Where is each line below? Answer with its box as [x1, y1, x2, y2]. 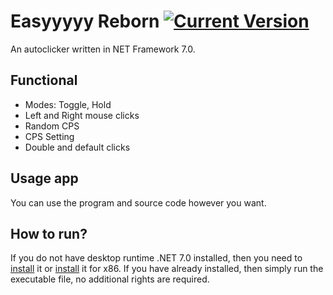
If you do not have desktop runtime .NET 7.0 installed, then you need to [10, 252, 303, 264]
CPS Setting [24, 130, 75, 142]
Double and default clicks [24, 141, 131, 153]
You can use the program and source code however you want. [10, 196, 267, 209]
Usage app [10, 170, 79, 187]
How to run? [10, 225, 88, 242]
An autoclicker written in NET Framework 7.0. [10, 43, 196, 55]
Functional [10, 72, 78, 89]
